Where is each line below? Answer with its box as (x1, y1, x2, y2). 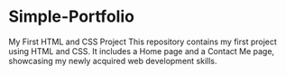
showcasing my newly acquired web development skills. (8, 55, 217, 66)
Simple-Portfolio (8, 6, 134, 27)
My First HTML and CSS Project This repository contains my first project (8, 36, 277, 47)
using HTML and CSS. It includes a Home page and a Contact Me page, (8, 45, 275, 56)
